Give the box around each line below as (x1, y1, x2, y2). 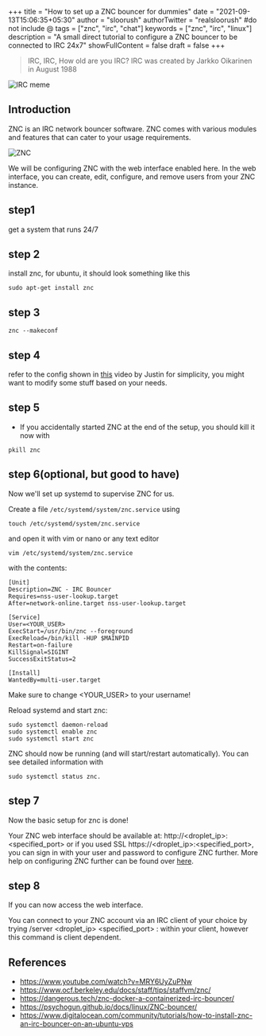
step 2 (8, 248, 40, 261)
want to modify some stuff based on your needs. (8, 378, 168, 388)
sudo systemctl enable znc (8, 728, 98, 736)
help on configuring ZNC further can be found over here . (8, 856, 195, 866)
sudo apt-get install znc (8, 284, 94, 292)
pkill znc (8, 446, 41, 454)
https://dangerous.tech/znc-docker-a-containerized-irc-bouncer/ (19, 994, 235, 1003)
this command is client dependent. (8, 932, 121, 942)
